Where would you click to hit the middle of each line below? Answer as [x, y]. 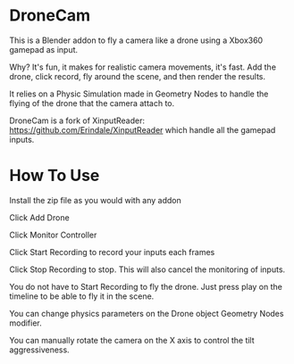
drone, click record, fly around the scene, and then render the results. [138, 76]
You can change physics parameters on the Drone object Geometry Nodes [147, 313]
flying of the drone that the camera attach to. [92, 103]
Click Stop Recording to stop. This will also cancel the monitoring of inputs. [147, 269]
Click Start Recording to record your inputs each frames [112, 252]
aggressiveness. [39, 350]
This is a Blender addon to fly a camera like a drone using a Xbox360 [136, 40]
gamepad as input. [44, 49]
